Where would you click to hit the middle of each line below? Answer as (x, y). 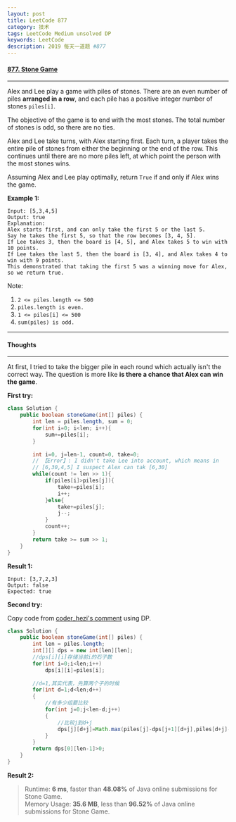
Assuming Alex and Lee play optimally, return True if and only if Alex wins (113, 178)
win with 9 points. (36, 261)
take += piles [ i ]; (81, 487)
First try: (20, 396)
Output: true (26, 218)
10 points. (23, 248)
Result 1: (20, 566)
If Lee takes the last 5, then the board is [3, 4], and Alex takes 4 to (118, 254)
